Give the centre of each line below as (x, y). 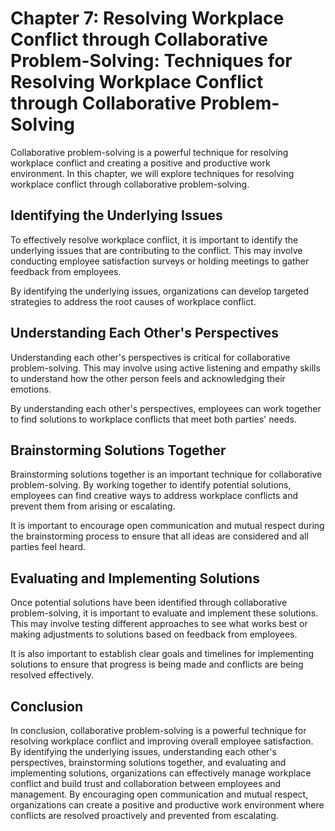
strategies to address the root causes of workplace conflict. (133, 301)
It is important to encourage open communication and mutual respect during (167, 526)
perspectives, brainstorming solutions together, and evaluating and (148, 762)
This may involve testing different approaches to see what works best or (159, 624)
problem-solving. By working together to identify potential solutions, (151, 485)
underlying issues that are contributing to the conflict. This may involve (156, 250)
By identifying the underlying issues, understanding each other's (143, 751)
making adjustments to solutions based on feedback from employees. (154, 634)
